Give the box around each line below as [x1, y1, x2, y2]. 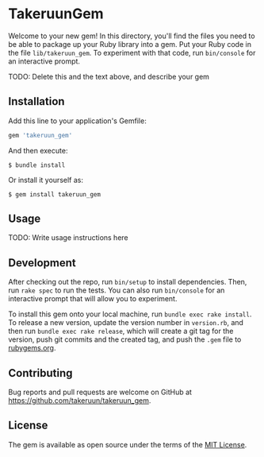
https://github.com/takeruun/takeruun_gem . [8, 396, 151, 405]
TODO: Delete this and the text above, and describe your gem [8, 72, 210, 81]
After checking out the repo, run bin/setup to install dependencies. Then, [8, 277, 247, 287]
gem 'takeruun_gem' [8, 131, 73, 139]
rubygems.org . [8, 343, 56, 353]
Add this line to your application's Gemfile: [8, 116, 147, 126]
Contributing [8, 366, 73, 380]
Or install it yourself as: [8, 175, 83, 184]
